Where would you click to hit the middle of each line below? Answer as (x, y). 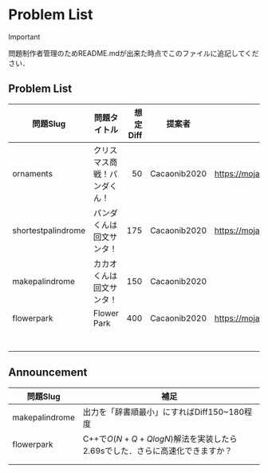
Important (24, 37)
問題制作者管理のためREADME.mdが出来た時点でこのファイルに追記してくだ (134, 53)
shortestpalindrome (49, 231)
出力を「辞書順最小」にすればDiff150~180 (164, 412)
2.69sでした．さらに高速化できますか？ (158, 451)
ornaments (33, 173)
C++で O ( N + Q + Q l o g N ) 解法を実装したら (160, 439)
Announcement (48, 372)
